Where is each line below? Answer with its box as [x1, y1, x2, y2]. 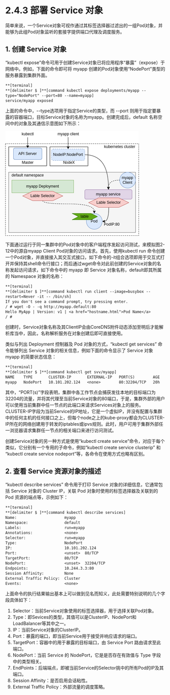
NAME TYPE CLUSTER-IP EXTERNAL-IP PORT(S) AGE [5, 374, 160, 379]
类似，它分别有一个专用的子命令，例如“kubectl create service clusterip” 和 [5, 444, 161, 450]
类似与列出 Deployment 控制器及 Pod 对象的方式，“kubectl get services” [5, 341, 157, 347]
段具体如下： [5, 597, 32, 603]
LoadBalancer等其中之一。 [12, 620, 69, 627]
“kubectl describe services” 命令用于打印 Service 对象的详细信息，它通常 [5, 481, 159, 488]
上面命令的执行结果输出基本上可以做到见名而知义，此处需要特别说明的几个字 [5, 590, 165, 597]
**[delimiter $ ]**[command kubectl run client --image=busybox [5, 289, 144, 294]
